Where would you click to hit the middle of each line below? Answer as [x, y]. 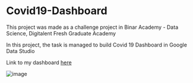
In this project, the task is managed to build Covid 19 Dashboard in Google [96, 45]
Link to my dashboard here [39, 62]
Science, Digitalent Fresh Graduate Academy [61, 33]
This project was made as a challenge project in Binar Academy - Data [92, 27]
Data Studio [20, 51]
